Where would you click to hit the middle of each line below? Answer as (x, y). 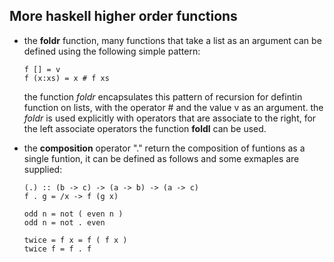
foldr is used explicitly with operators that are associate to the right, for (170, 118)
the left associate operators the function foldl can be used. (145, 128)
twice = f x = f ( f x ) (75, 240)
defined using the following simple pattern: (112, 51)
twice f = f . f (57, 249)
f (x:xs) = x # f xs (66, 78)
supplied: (43, 169)
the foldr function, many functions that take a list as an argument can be (172, 40)
